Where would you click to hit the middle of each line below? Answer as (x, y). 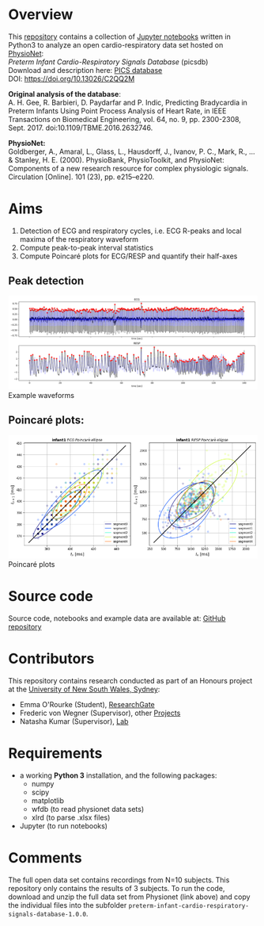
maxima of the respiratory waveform (79, 239)
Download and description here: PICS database (85, 70)
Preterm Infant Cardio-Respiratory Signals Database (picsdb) (108, 62)
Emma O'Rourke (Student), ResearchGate (87, 705)
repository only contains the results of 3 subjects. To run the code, (117, 888)
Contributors (51, 659)
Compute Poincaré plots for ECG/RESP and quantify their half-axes (128, 256)
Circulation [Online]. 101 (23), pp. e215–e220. (81, 177)
